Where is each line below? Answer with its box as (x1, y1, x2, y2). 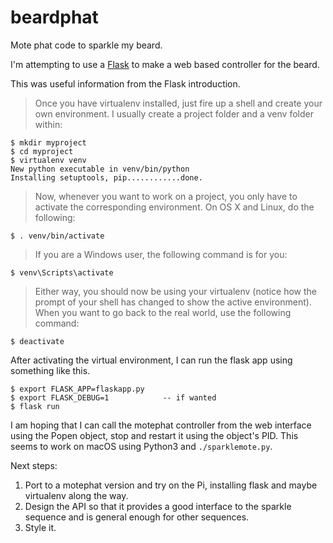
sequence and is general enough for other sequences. (24, 511, 250, 523)
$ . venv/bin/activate (10, 231, 105, 241)
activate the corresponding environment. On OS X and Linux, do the (34, 201, 315, 213)
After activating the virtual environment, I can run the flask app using (10, 354, 293, 366)
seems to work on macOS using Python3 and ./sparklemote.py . (10, 440, 273, 452)
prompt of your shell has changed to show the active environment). (34, 296, 312, 308)
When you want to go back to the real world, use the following (34, 306, 292, 318)
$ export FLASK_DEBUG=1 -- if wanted (10, 392, 217, 403)
